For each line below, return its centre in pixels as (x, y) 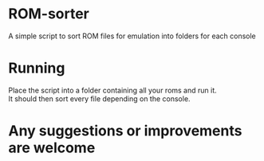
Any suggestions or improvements (125, 131)
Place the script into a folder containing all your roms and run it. (112, 90)
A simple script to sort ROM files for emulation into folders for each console (132, 36)
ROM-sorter (49, 14)
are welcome (52, 148)
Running (37, 68)
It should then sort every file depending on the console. (99, 98)
